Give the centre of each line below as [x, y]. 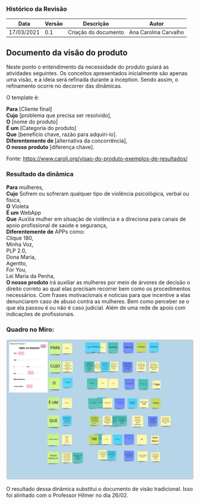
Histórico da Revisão [37, 9]
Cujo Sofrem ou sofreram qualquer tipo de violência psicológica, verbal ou [98, 193]
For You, [16, 270]
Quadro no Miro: [30, 329]
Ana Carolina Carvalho [157, 32]
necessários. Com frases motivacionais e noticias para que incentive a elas [98, 295]
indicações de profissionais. [41, 314]
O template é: [23, 98]
